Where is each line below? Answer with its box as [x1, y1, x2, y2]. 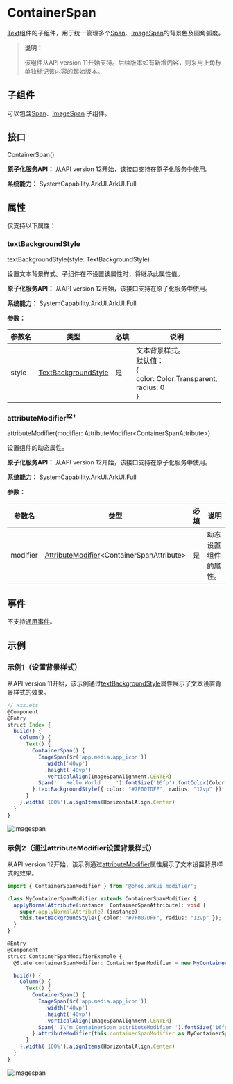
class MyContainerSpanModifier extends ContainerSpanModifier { [7, 895, 197, 902]
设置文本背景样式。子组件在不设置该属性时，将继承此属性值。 [7, 269, 184, 277]
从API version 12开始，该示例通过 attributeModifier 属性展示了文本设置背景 [7, 860, 217, 868]
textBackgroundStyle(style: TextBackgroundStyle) [7, 255, 150, 264]
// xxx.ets [7, 702, 39, 709]
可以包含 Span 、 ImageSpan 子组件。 [7, 109, 111, 118]
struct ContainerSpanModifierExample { [7, 953, 123, 960]
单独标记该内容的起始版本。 [24, 67, 104, 75]
